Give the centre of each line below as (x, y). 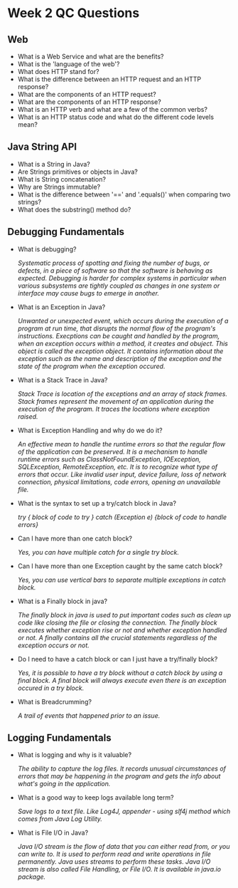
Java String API (42, 147)
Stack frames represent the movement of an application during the (116, 401)
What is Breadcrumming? (55, 701)
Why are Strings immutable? (59, 187)
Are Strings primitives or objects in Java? (78, 172)
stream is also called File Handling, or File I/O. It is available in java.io (119, 869)
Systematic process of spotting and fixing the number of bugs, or (113, 263)
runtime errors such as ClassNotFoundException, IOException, (109, 459)
